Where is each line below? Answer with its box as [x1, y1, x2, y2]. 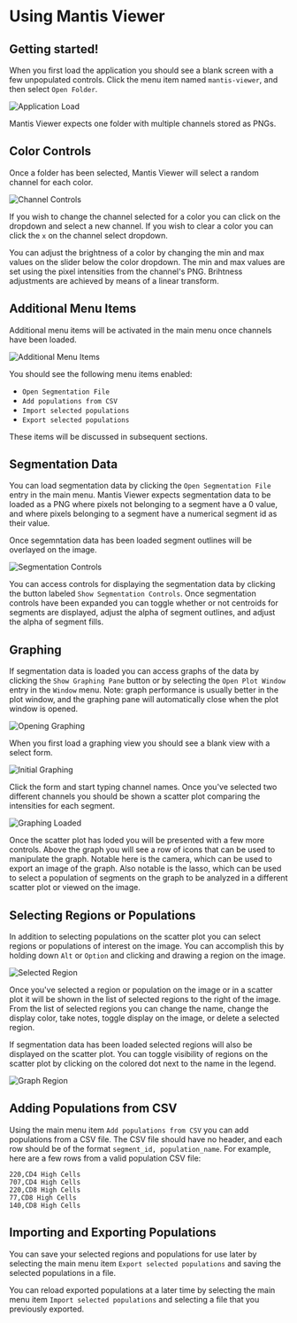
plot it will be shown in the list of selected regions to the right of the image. [9, 994, 281, 1005]
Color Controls [9, 144, 92, 159]
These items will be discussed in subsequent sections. [9, 431, 208, 442]
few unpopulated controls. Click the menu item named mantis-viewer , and [9, 74, 278, 85]
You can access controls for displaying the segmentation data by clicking [9, 579, 276, 590]
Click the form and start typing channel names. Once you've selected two [9, 782, 278, 793]
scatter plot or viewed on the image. [9, 882, 141, 893]
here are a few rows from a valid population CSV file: [9, 1153, 202, 1163]
